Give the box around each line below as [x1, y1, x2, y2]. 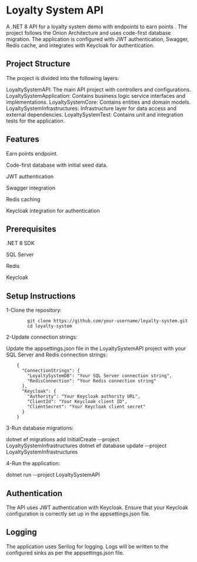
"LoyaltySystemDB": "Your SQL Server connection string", [27, 373, 172, 379]
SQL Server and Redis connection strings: [6, 351, 108, 358]
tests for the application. [6, 117, 65, 124]
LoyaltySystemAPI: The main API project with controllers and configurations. [6, 86, 191, 93]
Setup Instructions [6, 291, 76, 301]
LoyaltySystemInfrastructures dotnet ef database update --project [6, 442, 166, 449]
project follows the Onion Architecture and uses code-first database [6, 29, 172, 36]
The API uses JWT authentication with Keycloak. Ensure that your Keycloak [6, 504, 189, 511]
